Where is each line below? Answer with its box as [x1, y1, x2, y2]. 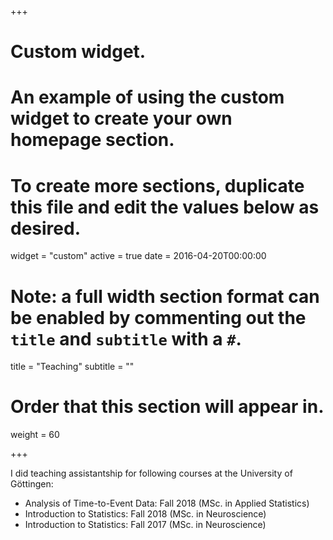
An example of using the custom [10, 86, 285, 109]
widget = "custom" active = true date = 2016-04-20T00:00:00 [10, 250, 267, 262]
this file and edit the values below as [10, 196, 320, 218]
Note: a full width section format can [10, 285, 320, 308]
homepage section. [10, 129, 175, 151]
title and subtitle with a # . [10, 327, 242, 350]
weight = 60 [10, 429, 60, 441]
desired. [10, 217, 81, 240]
